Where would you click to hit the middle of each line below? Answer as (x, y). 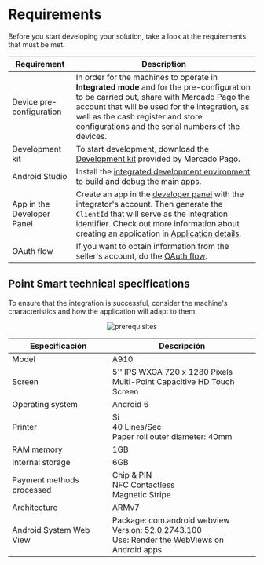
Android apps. (138, 549)
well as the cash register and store (139, 116)
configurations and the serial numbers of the (158, 126)
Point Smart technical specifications (99, 284)
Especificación (59, 346)
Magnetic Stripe (142, 494)
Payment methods (46, 479)
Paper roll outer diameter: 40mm (172, 436)
